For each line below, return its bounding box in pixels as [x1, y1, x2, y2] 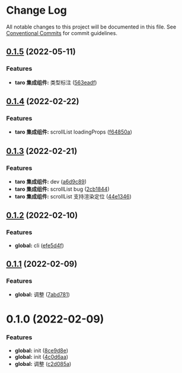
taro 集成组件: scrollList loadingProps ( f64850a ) [14, 128, 132, 135]
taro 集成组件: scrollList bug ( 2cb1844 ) [14, 185, 110, 192]
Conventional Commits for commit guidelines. [6, 29, 117, 36]
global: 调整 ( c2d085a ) [14, 360, 72, 367]
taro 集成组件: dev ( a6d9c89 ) [14, 178, 87, 185]
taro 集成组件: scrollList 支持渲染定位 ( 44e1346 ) [14, 193, 132, 200]
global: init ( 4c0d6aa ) [14, 353, 69, 360]
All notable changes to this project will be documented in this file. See [6, 23, 177, 30]
